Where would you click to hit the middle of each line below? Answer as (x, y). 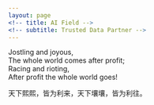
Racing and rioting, (39, 69)
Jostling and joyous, (41, 52)
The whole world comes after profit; (66, 60)
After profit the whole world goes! (63, 77)
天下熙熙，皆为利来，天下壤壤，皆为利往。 (77, 93)
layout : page (30, 15)
